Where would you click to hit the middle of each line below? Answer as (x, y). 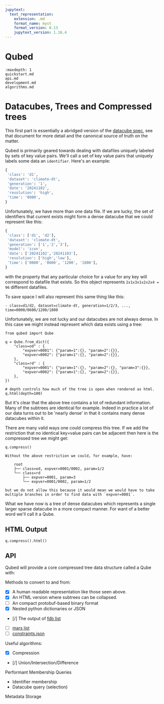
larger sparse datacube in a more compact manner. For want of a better (77, 508)
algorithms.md (20, 87)
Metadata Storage (23, 696)
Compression (26, 653)
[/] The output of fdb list (37, 618)
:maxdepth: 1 (18, 70)
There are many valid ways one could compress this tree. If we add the (77, 427)
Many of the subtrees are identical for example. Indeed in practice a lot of (79, 408)
